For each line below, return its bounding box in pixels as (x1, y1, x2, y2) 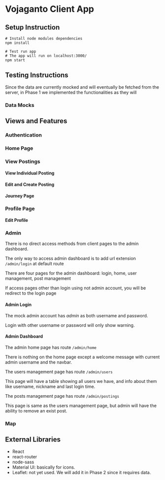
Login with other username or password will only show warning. (5, 322, 135, 328)
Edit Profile (5, 217, 29, 223)
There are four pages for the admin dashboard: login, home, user (5, 270, 137, 276)
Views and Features (5, 117, 67, 125)
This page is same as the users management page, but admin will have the (5, 403, 157, 409)
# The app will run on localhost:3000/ (5, 53, 87, 58)
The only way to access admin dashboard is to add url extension (5, 255, 136, 262)
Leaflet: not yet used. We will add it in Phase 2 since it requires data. (12, 469, 151, 475)
